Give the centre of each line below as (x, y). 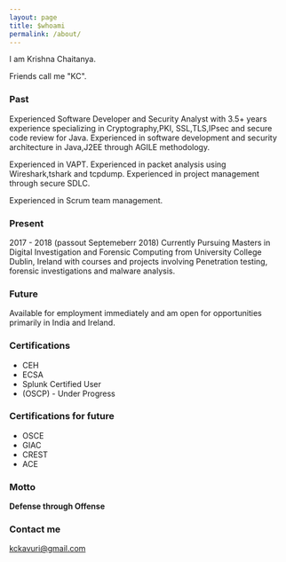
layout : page (33, 17)
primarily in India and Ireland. (62, 323)
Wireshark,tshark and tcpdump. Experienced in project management (135, 173)
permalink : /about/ (45, 34)
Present (27, 223)
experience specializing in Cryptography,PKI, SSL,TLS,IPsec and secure (141, 128)
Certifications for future (62, 416)
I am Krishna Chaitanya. (52, 59)
